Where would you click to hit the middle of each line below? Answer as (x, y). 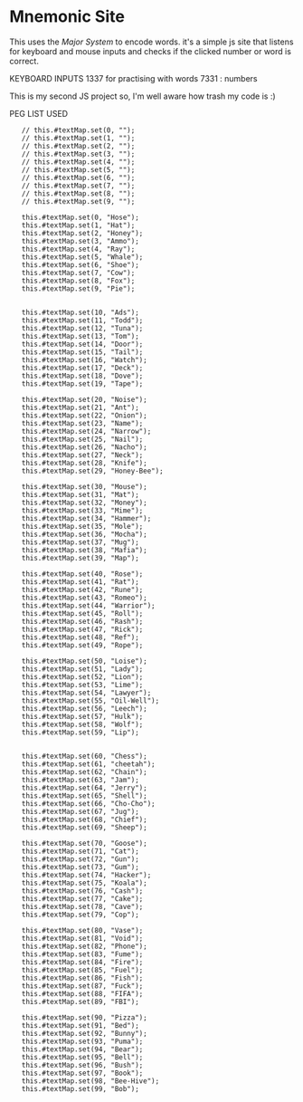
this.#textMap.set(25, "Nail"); (82, 439)
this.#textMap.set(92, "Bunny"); (84, 1033)
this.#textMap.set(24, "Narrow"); (86, 431)
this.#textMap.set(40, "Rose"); (82, 574)
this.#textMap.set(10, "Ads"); (80, 312)
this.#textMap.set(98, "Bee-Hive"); (90, 1081)
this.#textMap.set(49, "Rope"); (82, 645)
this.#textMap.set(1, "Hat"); (78, 225)
